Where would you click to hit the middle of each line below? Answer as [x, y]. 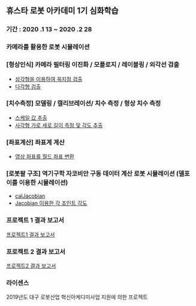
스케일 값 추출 [31, 118]
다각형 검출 [28, 87]
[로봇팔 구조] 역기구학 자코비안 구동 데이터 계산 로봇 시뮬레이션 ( [92, 174]
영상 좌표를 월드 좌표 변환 [45, 157]
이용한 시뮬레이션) [43, 183]
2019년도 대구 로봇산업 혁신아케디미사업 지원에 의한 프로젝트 [77, 297]
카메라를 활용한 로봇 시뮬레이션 [48, 47]
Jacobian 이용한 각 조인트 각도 [51, 203]
